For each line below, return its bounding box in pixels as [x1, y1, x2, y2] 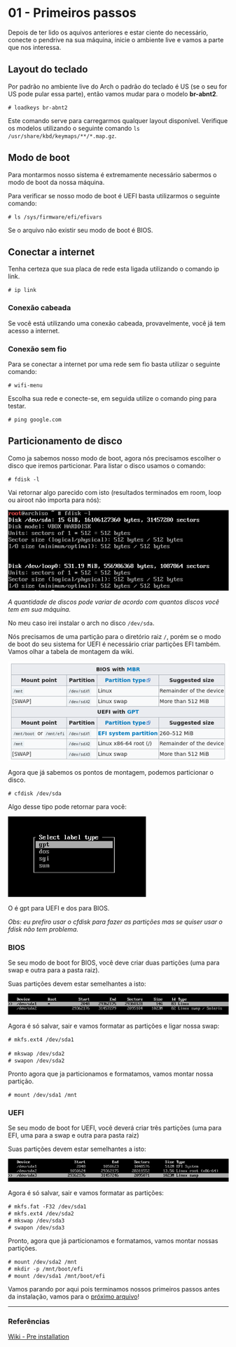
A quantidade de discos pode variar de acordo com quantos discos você [8, 598, 220, 606]
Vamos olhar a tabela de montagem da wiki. [8, 647, 134, 656]
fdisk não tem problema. [8, 925, 79, 934]
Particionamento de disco [8, 435, 123, 447]
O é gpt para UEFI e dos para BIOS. [8, 904, 110, 913]
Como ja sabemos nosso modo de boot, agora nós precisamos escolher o [8, 453, 221, 462]
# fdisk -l [8, 476, 40, 483]
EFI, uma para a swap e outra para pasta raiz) [8, 1131, 139, 1140]
